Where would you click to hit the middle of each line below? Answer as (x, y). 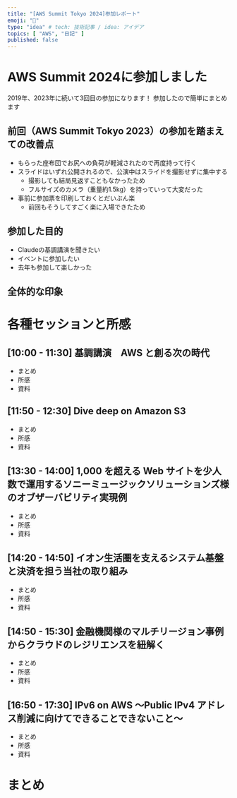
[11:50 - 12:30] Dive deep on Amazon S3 (97, 411)
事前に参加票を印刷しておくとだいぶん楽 (76, 198)
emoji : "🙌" (23, 20)
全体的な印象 (35, 292)
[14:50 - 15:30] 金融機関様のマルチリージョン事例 (116, 631)
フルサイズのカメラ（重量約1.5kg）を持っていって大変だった (115, 189)
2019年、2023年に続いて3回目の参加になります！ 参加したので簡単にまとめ (117, 98)
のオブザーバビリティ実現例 (67, 498)
